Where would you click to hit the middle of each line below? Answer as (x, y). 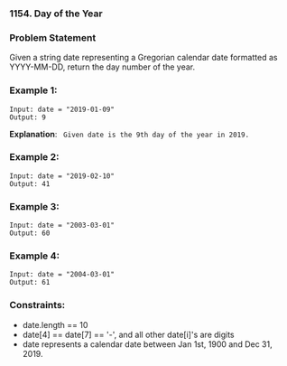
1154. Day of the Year (56, 14)
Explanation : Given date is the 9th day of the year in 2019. (130, 134)
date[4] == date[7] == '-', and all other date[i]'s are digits (128, 334)
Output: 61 (30, 283)
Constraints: (37, 305)
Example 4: (35, 256)
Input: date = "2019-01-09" (62, 109)
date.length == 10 (55, 324)
